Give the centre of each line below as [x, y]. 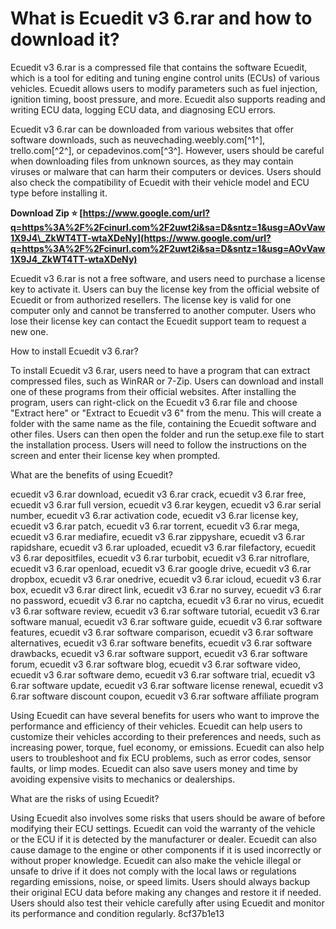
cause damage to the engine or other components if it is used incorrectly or [166, 849]
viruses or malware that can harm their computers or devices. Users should [166, 171]
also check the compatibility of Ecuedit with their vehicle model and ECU [160, 182]
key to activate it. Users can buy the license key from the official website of [165, 289]
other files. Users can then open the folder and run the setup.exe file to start [167, 434]
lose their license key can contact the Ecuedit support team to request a [158, 321]
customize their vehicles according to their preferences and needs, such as [166, 736]
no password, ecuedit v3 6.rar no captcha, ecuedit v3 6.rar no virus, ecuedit [167, 600]
